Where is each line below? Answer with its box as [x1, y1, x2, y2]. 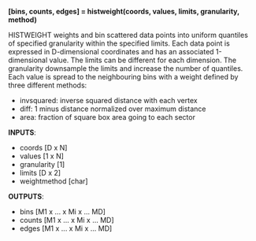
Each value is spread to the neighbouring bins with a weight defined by [8, 72, 239, 81]
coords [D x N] [19, 143, 68, 152]
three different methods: [8, 80, 87, 90]
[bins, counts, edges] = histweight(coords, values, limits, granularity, [8, 7, 240, 16]
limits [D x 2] [19, 169, 61, 177]
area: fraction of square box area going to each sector [19, 113, 195, 121]
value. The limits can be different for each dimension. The [49, 55, 237, 65]
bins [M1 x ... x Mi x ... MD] [19, 207, 106, 216]
